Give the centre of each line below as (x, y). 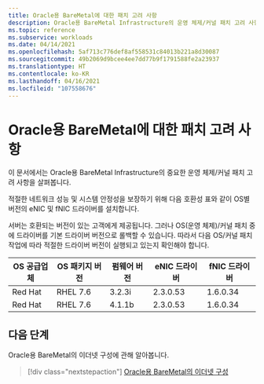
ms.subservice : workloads (50, 37)
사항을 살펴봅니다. (44, 182)
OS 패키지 (75, 266)
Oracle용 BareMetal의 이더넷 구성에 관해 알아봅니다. (89, 355)
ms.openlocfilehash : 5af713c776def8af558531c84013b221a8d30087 (114, 52)
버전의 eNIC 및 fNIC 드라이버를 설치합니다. (74, 209)
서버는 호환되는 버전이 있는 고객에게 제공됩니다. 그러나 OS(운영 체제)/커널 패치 (128, 225)
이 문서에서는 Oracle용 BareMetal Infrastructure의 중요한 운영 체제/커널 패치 (126, 173)
